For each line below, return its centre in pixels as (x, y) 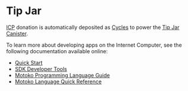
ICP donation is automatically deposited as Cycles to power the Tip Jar (93, 27)
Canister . (17, 33)
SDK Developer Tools (41, 69)
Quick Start (29, 63)
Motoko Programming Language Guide (62, 75)
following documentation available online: (57, 51)
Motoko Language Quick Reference (58, 82)
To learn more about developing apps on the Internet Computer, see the (94, 45)
